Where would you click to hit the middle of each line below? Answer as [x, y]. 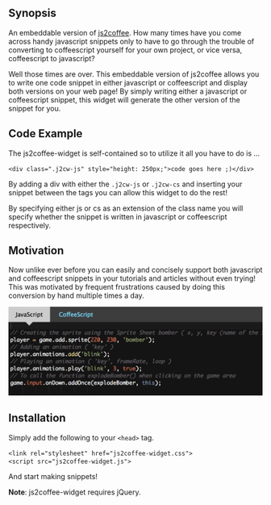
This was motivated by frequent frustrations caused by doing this [117, 287]
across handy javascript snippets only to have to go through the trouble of [131, 41]
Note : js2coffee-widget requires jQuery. [75, 492]
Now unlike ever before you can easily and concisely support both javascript [135, 270]
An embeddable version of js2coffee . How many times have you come [125, 32]
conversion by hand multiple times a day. [77, 296]
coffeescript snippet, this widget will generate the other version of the [124, 99]
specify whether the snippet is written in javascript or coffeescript [118, 216]
